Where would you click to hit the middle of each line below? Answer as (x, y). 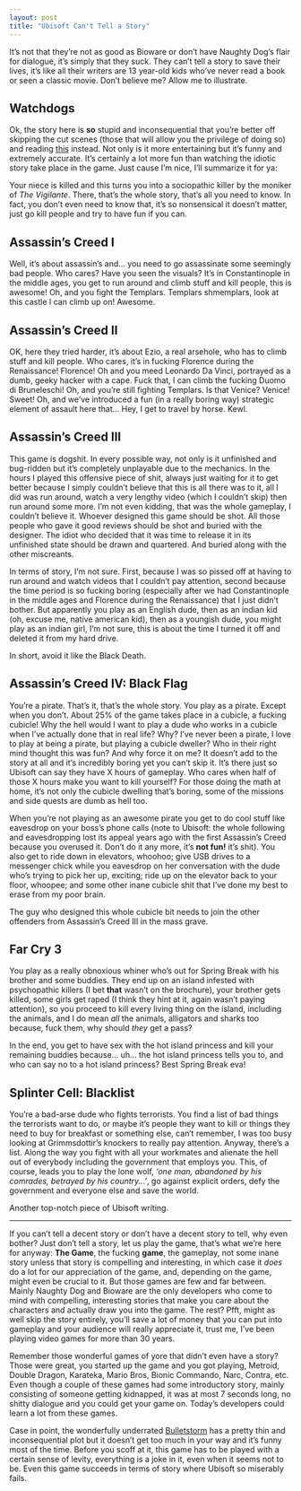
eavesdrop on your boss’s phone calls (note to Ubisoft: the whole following (147, 827)
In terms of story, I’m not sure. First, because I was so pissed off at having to (150, 571)
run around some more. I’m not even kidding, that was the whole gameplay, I (150, 506)
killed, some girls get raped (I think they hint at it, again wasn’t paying (138, 999)
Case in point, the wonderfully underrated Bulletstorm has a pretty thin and (147, 1431)
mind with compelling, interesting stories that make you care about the (139, 1301)
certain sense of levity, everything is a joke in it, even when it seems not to (146, 1460)
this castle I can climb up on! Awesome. (82, 302)
